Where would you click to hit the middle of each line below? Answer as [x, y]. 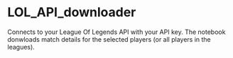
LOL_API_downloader [72, 12]
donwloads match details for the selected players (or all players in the [109, 39]
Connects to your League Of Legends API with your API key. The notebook [116, 32]
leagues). [21, 47]
